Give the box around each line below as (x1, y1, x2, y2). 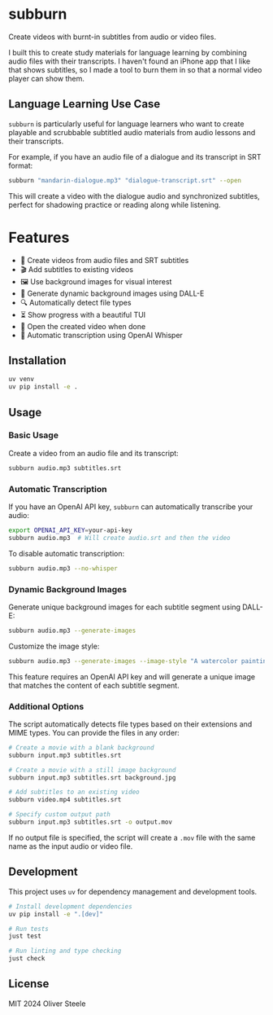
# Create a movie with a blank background (8, 743, 154, 752)
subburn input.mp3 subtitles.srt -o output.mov (8, 818, 173, 827)
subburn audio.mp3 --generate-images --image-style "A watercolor (8, 657, 238, 665)
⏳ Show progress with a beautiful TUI (19, 310, 146, 319)
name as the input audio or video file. (8, 841, 133, 851)
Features (8, 228, 70, 247)
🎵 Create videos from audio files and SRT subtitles (19, 255, 189, 265)
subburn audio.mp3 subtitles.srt (8, 464, 122, 472)
